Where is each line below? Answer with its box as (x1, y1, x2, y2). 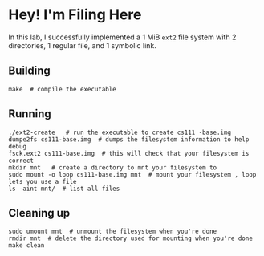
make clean (8, 242, 45, 250)
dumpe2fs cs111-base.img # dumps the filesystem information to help (8, 135, 250, 144)
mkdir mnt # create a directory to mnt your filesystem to (8, 163, 217, 172)
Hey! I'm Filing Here (8, 6, 142, 24)
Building (8, 64, 51, 78)
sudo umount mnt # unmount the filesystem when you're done (8, 227, 217, 236)
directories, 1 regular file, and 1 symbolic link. (8, 40, 156, 50)
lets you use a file (8, 177, 78, 185)
